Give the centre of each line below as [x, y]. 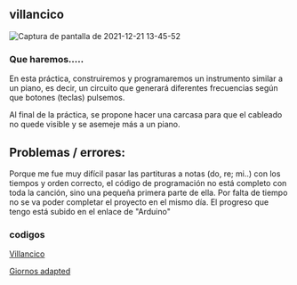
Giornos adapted [40, 272]
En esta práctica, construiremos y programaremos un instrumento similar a [146, 78]
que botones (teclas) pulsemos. [67, 98]
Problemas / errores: [68, 152]
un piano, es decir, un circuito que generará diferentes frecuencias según [144, 88]
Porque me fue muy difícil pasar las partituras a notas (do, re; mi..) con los [145, 174]
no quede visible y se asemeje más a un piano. [95, 125]
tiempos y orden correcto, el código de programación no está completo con [148, 183]
